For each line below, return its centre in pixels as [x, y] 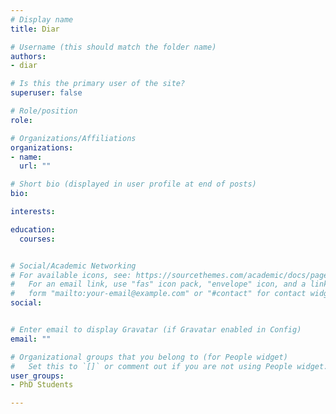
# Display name [42, 19]
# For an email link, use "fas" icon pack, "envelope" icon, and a [158, 284]
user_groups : [37, 376]
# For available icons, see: [71, 275]
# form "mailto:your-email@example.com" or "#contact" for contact [158, 294]
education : [33, 229]
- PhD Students [42, 385]
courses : [37, 239]
